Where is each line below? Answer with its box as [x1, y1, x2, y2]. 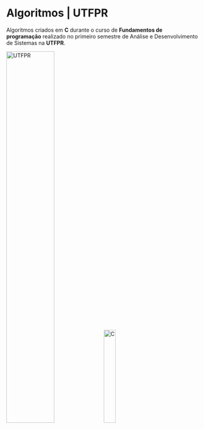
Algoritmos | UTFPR [6, 6, 108, 20]
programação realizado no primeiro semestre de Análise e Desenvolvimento [6, 32, 198, 40]
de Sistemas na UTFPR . [6, 39, 66, 46]
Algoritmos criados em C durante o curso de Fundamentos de [6, 26, 163, 34]
